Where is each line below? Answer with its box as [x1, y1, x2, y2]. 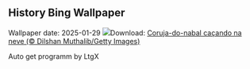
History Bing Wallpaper [8, 6, 125, 20]
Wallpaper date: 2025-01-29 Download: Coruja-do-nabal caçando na [8, 27, 242, 38]
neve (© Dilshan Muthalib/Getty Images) [8, 36, 140, 45]
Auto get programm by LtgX [8, 51, 99, 61]
